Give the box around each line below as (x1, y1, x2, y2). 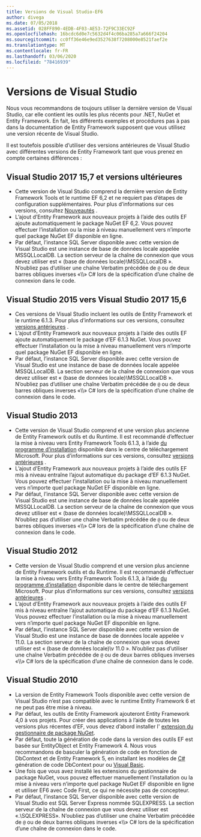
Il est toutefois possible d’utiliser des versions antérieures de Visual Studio (6, 142, 190, 149)
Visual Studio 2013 (6, 410, 78, 421)
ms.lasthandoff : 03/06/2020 (6, 53, 77, 59)
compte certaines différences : (6, 154, 82, 162)
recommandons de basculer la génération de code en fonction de (14, 748, 178, 755)
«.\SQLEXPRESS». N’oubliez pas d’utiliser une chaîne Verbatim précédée (14, 812, 195, 819)
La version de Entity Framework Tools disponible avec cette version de (14, 691, 190, 698)
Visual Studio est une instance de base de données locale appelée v (14, 632, 184, 639)
